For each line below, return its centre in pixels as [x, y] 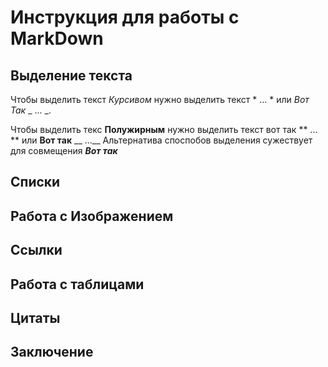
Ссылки [36, 250]
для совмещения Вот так [64, 150]
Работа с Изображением [92, 216]
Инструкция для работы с [125, 17]
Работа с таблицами [77, 284]
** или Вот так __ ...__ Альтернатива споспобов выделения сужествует [161, 140]
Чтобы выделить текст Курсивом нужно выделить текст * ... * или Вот [160, 99]
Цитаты [35, 317]
